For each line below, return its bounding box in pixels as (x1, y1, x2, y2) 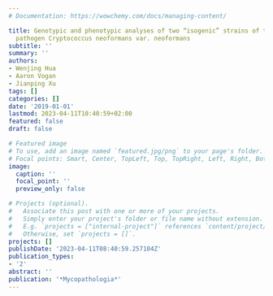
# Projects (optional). (8, 200, 89, 208)
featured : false (8, 117, 63, 126)
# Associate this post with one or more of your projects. (8, 207, 220, 215)
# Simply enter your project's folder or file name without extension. (8, 215, 264, 223)
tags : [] (8, 87, 38, 95)
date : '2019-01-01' (8, 102, 75, 111)
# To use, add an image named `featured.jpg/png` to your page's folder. (8, 147, 264, 155)
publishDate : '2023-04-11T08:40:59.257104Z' (8, 245, 162, 253)
